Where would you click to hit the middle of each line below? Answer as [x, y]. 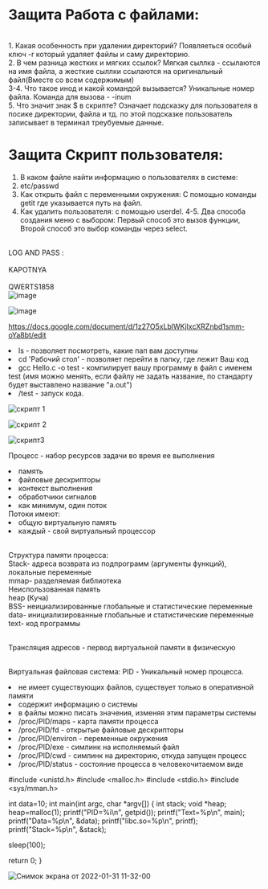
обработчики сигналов [58, 497]
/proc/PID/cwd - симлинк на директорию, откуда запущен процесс [133, 755]
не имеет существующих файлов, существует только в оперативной [136, 687]
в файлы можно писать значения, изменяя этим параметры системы [138, 712]
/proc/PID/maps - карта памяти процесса [89, 721]
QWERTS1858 [31, 286]
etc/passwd [39, 186]
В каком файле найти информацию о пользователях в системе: [129, 177]
